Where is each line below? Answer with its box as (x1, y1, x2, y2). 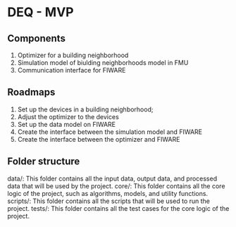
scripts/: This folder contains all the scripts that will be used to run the (7, 197, 210, 205)
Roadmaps (7, 86, 56, 99)
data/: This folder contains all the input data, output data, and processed (7, 174, 217, 183)
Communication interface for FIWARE (17, 66, 126, 74)
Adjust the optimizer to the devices (17, 112, 120, 121)
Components (7, 32, 66, 44)
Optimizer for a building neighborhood (17, 51, 129, 59)
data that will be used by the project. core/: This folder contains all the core (7, 181, 225, 190)
